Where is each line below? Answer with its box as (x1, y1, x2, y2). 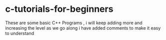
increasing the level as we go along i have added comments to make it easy (5, 25, 161, 31)
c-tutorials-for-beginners (5, 3, 113, 15)
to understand (5, 30, 34, 36)
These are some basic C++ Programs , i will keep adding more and (5, 20, 142, 26)
